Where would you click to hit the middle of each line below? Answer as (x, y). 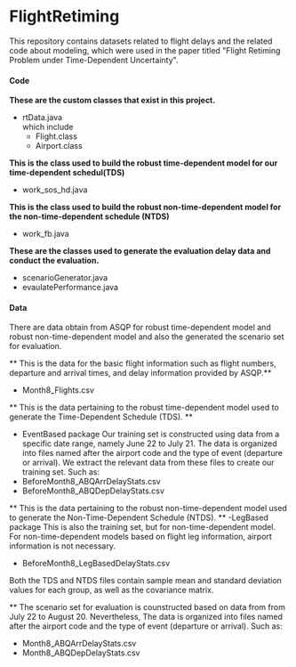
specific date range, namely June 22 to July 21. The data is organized (149, 443)
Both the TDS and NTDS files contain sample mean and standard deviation (146, 581)
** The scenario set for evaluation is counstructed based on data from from (148, 607)
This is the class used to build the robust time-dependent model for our (144, 163)
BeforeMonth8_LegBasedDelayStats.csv (96, 564)
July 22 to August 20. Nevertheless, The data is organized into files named (146, 617)
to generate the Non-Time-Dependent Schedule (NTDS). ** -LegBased (139, 517)
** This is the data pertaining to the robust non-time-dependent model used (148, 508)
